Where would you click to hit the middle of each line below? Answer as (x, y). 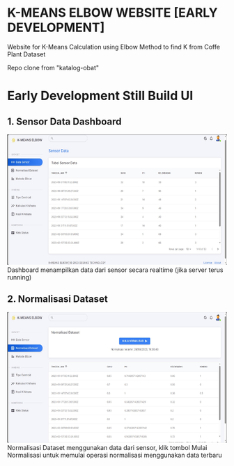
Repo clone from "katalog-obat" (53, 67)
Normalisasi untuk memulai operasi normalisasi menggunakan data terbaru (115, 455)
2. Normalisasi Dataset (57, 299)
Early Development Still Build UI (100, 96)
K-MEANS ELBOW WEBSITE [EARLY (112, 13)
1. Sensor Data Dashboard (64, 121)
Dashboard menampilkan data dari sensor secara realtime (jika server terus (116, 270)
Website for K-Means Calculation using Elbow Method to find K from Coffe (114, 47)
